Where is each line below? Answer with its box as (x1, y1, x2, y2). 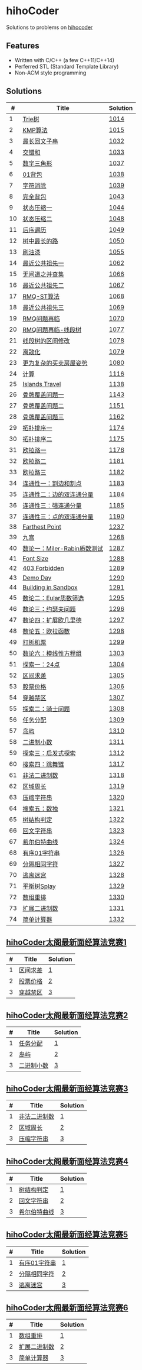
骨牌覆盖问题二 (22, 401, 64, 410)
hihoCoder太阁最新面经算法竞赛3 (6, 1083, 128, 1093)
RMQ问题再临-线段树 (22, 325, 82, 333)
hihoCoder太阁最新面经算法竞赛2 (6, 1010, 128, 1021)
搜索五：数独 (22, 804, 58, 812)
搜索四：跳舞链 (22, 760, 64, 768)
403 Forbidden (22, 563, 64, 572)
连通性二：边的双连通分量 (22, 490, 94, 498)
